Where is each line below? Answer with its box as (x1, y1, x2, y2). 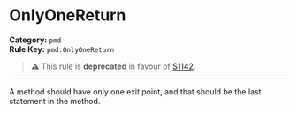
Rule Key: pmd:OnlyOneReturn (9, 43, 115, 54)
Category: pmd (9, 34, 62, 45)
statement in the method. (9, 95, 101, 106)
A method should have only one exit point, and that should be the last (9, 86, 262, 97)
